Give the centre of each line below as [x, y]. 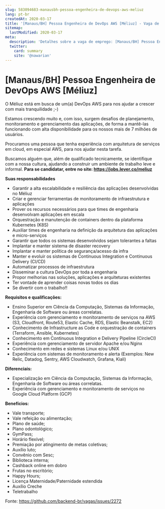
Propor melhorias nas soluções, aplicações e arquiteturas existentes [81, 277]
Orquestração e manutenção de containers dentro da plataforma [78, 220]
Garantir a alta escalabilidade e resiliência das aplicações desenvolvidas [85, 188]
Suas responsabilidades [30, 179]
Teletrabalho [25, 492]
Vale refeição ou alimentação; [42, 418]
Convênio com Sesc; [33, 455]
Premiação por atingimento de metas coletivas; [60, 444]
